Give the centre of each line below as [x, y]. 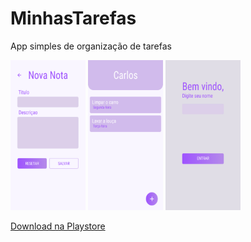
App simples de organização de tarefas [91, 46]
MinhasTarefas [73, 18]
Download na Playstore [58, 226]
